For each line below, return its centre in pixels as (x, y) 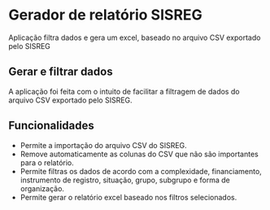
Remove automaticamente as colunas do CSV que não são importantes (139, 154)
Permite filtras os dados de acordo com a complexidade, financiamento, (141, 171)
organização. (42, 188)
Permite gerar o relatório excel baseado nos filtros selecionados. (128, 197)
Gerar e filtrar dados (61, 72)
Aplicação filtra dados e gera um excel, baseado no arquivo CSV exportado (135, 37)
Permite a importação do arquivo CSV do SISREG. (103, 145)
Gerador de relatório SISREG (106, 15)
